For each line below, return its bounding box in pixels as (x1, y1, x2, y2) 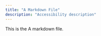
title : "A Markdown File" (5, 7, 60, 12)
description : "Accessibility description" (5, 12, 96, 17)
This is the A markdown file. (5, 25, 63, 31)
